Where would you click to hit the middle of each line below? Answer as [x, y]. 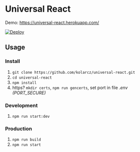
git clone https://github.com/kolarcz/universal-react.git [74, 72]
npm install [24, 83]
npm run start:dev [31, 116]
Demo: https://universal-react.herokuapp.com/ [52, 22]
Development [22, 105]
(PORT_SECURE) [29, 93]
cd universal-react [32, 77]
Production [19, 129]
